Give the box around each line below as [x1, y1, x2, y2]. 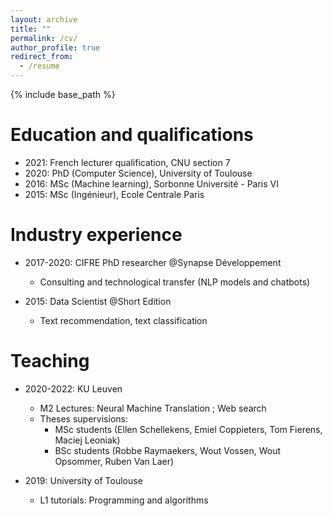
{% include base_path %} [10, 89, 116, 100]
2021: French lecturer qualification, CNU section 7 [24, 156, 231, 168]
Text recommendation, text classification [39, 314, 208, 326]
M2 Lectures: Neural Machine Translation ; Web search [39, 402, 267, 414]
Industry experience [10, 224, 183, 246]
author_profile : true [10, 42, 101, 53]
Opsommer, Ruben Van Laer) [54, 455, 175, 467]
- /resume [19, 61, 60, 71]
